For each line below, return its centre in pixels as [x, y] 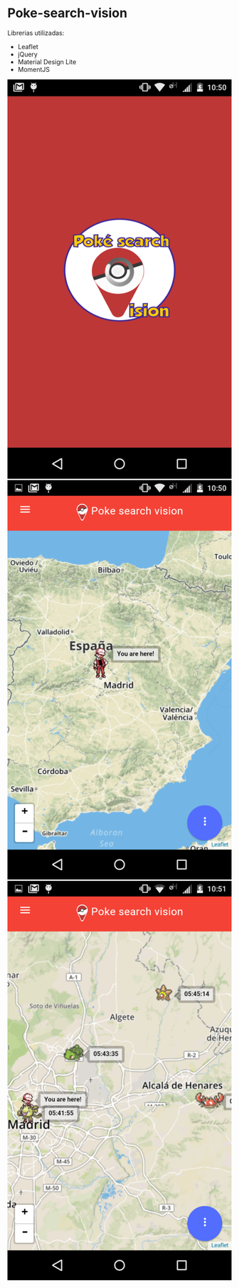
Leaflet [28, 46]
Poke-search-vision [68, 13]
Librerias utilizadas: [36, 33]
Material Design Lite [47, 61]
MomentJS [34, 69]
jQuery [27, 54]
